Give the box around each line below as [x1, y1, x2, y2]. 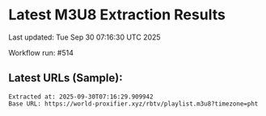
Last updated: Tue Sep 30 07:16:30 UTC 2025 [8, 32, 161, 42]
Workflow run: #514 [8, 48, 74, 57]
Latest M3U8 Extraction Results [8, 6, 226, 24]
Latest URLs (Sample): [8, 71, 123, 85]
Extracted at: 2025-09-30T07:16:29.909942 [8, 93, 154, 101]
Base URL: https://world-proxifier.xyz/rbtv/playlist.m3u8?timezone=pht [8, 99, 259, 108]
